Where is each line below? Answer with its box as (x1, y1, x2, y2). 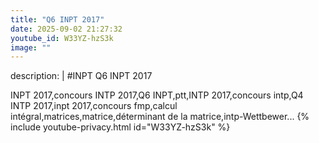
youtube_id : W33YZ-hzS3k (10, 33, 114, 43)
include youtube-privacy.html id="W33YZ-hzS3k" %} (10, 121, 231, 133)
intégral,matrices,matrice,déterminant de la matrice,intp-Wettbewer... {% (10, 111, 310, 123)
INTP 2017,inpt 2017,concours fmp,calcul (10, 100, 178, 112)
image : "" (10, 42, 52, 53)
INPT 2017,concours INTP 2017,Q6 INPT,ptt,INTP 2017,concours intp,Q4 (10, 89, 304, 101)
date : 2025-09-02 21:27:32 (10, 24, 123, 34)
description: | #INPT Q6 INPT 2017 (10, 70, 153, 82)
